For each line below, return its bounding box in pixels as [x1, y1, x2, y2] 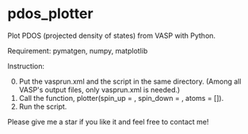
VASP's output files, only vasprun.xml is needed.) [18, 84, 181, 95]
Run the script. [18, 102, 67, 111]
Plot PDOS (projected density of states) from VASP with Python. [7, 31, 216, 40]
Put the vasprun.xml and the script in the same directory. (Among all [18, 76, 242, 86]
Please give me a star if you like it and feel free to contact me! [7, 117, 209, 126]
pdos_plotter [7, 5, 93, 23]
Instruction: [7, 61, 45, 71]
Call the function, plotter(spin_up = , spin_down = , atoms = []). [18, 93, 224, 102]
